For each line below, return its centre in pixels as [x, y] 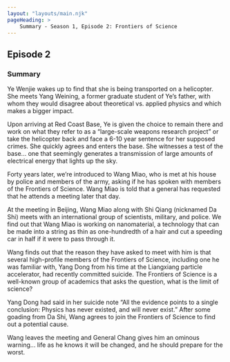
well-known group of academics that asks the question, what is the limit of [113, 282]
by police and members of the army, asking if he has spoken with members [114, 182]
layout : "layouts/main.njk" [48, 13]
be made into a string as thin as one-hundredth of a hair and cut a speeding [115, 232]
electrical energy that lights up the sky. [63, 161]
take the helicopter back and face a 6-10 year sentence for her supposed [111, 139]
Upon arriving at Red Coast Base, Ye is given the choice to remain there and [115, 124]
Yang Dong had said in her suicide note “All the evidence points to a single [113, 302]
